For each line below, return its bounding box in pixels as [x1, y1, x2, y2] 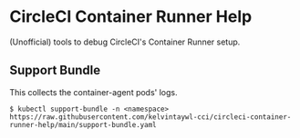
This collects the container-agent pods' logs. [9, 86, 178, 97]
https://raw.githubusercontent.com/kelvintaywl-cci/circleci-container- [9, 112, 292, 122]
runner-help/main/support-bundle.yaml [9, 120, 157, 129]
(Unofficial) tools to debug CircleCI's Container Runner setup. [9, 36, 241, 47]
